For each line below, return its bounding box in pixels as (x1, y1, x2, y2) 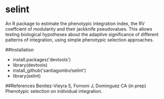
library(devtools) (12, 62, 48, 68)
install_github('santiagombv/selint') (12, 67, 87, 73)
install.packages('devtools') (12, 56, 71, 62)
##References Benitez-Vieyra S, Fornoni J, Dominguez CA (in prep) (5, 83, 147, 89)
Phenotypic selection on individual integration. (5, 88, 103, 94)
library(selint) (12, 72, 41, 79)
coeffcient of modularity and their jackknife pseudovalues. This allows (5, 26, 153, 32)
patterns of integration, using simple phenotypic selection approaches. (5, 37, 154, 43)
